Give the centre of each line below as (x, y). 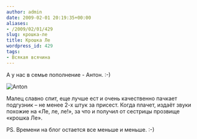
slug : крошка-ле (27, 35)
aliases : (17, 23)
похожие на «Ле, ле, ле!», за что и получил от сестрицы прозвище (93, 111)
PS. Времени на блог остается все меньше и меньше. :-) (81, 129)
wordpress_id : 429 (30, 46)
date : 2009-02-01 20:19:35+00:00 (49, 18)
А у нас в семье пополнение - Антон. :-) (59, 74)
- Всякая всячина (28, 57)
